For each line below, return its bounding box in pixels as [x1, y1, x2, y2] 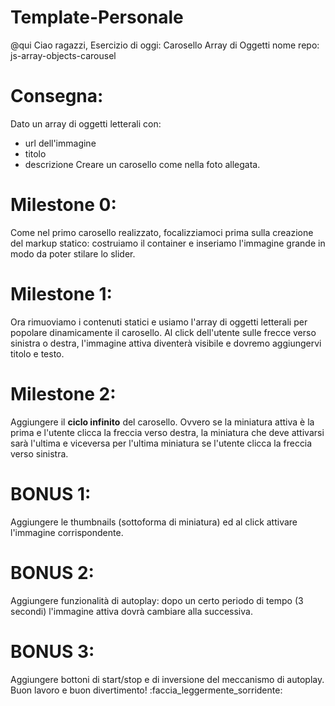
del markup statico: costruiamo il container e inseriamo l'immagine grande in [10, 237, 326, 249]
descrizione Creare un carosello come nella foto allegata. [24, 158, 261, 170]
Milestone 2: [10, 382, 117, 405]
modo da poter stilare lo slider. [10, 247, 136, 260]
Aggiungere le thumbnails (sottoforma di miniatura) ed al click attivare [10, 516, 298, 528]
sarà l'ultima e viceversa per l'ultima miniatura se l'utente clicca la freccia [10, 437, 313, 449]
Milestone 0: [10, 194, 117, 216]
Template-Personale [10, 6, 184, 29]
